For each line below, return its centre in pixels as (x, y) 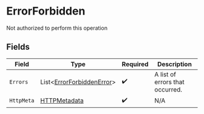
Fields (18, 47)
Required (135, 64)
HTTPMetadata (62, 101)
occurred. (168, 89)
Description (175, 64)
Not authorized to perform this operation (57, 28)
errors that (169, 82)
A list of (165, 74)
